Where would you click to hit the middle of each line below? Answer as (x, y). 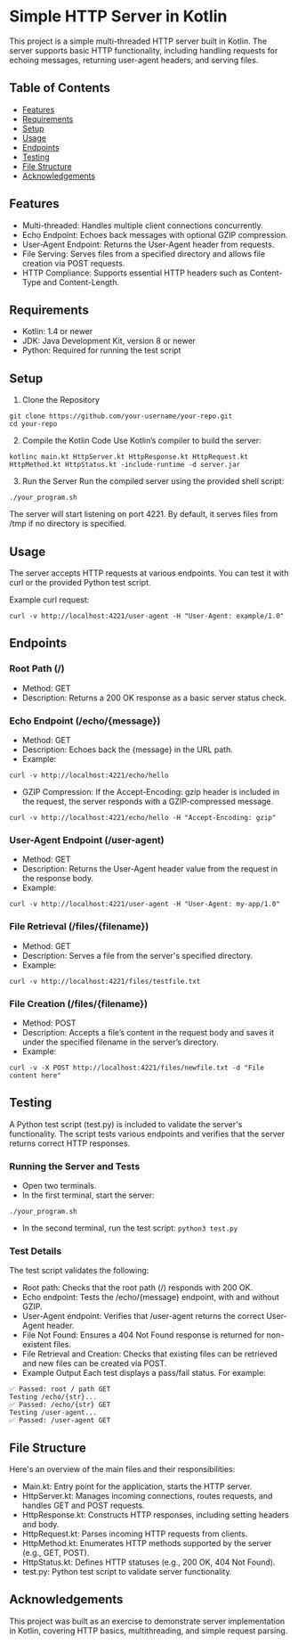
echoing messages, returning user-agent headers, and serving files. (134, 60)
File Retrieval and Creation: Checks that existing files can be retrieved (149, 1354)
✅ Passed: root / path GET (60, 1389)
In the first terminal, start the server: (88, 1195)
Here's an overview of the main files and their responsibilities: (122, 1469)
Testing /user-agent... (53, 1413)
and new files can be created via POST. (94, 1363)
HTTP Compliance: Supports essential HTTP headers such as (135, 273)
